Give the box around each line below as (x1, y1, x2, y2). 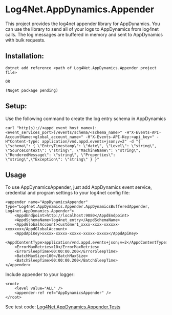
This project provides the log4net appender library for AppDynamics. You (5, 21, 160, 27)
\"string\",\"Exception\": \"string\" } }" (5, 156, 100, 162)
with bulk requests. (5, 37, 46, 43)
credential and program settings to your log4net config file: (5, 190, 130, 196)
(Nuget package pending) (5, 88, 58, 93)
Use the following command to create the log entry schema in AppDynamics (5, 115, 166, 122)
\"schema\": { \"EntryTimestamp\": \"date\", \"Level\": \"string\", (5, 143, 157, 148)
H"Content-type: (5, 139, 40, 144)
